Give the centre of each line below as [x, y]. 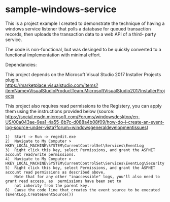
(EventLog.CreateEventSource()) [39, 194]
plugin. [12, 80]
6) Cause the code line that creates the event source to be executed [82, 190]
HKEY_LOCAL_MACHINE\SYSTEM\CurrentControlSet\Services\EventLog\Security [85, 163]
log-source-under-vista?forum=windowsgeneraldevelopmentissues [76, 127]
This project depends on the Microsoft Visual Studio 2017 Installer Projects [83, 74]
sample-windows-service [61, 9]
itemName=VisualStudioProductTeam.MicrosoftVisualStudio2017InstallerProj [85, 90]
